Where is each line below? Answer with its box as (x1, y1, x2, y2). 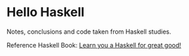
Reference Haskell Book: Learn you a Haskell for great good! (6, 41, 182, 49)
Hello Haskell (6, 4, 85, 20)
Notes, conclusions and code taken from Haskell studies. (6, 27, 171, 36)
